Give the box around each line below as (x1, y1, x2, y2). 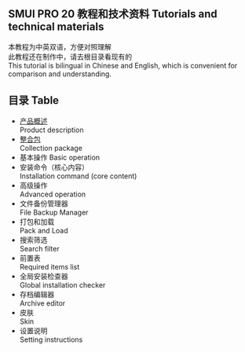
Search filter (19, 244, 60, 253)
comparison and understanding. (8, 69, 112, 79)
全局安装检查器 (19, 271, 68, 280)
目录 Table (8, 93, 60, 108)
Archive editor (19, 298, 66, 308)
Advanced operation (19, 189, 86, 199)
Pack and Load (19, 225, 68, 235)
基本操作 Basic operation (19, 152, 101, 162)
